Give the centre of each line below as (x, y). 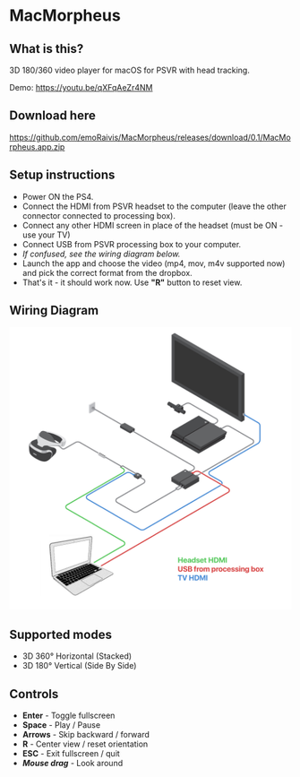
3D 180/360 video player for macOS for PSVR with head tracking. (130, 70)
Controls (34, 694)
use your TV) (46, 235)
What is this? (47, 49)
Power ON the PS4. (58, 196)
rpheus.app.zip (37, 147)
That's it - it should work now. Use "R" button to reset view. (132, 282)
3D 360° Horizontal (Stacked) (77, 656)
